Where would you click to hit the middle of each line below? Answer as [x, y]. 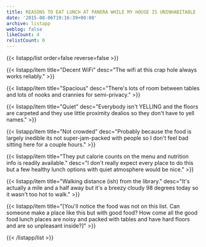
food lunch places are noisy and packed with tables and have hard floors [98, 219]
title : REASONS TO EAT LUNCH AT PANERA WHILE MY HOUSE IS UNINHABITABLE [101, 12]
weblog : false [25, 29]
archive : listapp [29, 23]
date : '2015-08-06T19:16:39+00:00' [52, 18]
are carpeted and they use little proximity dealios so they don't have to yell [101, 113]
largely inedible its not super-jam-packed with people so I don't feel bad [97, 138]
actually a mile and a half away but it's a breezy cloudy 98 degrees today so [102, 188]
